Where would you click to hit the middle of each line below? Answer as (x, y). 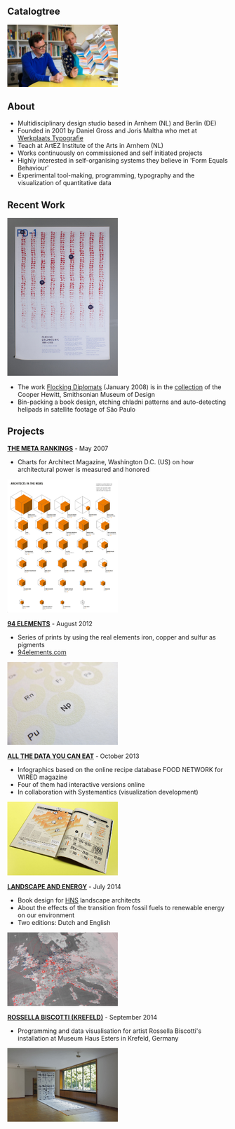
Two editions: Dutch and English (64, 922)
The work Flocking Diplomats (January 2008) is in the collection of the (119, 387)
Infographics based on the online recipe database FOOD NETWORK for (120, 769)
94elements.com (42, 652)
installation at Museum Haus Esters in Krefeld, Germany (98, 1038)
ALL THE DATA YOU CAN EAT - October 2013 (73, 756)
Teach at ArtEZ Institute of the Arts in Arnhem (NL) (90, 146)
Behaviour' (33, 168)
